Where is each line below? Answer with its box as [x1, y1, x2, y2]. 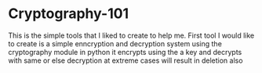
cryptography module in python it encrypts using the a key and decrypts [8, 47, 242, 57]
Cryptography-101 [8, 5, 129, 23]
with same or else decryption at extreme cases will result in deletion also [8, 56, 243, 65]
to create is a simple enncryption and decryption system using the [8, 38, 222, 48]
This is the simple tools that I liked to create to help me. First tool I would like [8, 31, 255, 40]
